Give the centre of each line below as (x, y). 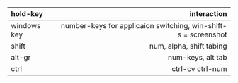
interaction (208, 14)
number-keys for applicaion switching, (125, 26)
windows (26, 26)
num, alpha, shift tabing (188, 46)
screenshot (208, 34)
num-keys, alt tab (197, 57)
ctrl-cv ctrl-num (199, 69)
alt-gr (21, 57)
